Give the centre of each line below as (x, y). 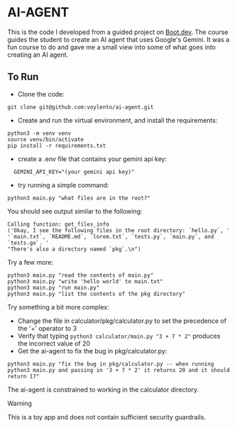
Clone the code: (41, 94)
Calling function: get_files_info (59, 224)
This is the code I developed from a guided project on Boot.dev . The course (118, 32)
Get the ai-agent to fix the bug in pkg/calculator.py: (92, 351)
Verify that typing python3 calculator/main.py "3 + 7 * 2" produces (119, 336)
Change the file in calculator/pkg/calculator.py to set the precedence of (122, 321)
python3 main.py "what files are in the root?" (79, 198)
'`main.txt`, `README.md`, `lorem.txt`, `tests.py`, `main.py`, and (111, 236)
